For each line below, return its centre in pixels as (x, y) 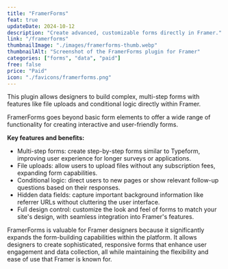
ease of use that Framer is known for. (60, 259)
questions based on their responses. (68, 188)
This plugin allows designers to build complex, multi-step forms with (103, 97)
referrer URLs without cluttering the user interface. (88, 202)
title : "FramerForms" (38, 13)
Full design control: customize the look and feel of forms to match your (117, 209)
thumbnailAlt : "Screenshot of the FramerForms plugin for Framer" (104, 52)
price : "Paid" (27, 71)
